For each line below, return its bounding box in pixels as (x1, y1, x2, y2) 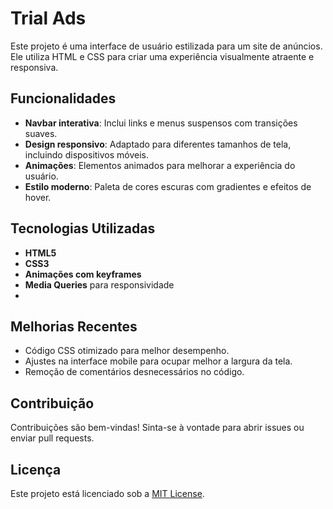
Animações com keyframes (24, 268, 142, 280)
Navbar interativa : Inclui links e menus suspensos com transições (24, 117, 298, 129)
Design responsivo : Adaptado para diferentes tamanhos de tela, (24, 138, 292, 150)
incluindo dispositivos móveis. (24, 148, 150, 161)
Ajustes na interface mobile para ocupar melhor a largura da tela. (24, 355, 293, 367)
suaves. (24, 127, 58, 139)
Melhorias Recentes (10, 318, 138, 335)
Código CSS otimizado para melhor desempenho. (24, 345, 230, 357)
